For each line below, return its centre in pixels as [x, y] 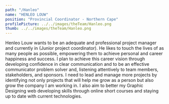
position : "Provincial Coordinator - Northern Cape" [62, 19]
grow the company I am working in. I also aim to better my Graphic [74, 85]
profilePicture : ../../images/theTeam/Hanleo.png [59, 24]
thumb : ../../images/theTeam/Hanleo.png [48, 29]
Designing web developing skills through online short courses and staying [82, 91]
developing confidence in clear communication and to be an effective [77, 64]
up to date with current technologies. [44, 96]
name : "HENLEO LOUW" [27, 15]
